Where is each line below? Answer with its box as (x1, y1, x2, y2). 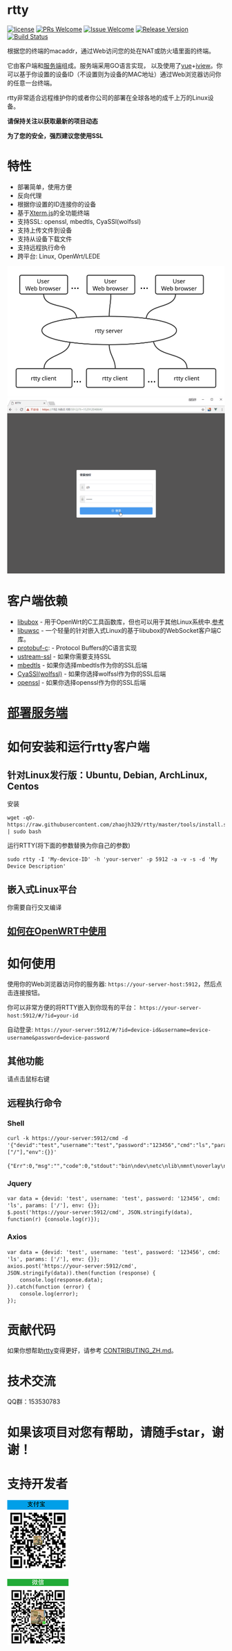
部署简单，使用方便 (17, 182, 72, 191)
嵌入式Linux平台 (7, 883, 77, 896)
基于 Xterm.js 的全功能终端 (17, 209, 90, 217)
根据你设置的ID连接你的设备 (17, 200, 97, 208)
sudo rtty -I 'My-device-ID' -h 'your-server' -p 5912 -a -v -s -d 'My (7, 856, 217, 863)
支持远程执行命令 (17, 243, 66, 252)
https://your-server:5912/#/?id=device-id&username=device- (34, 1027, 212, 1034)
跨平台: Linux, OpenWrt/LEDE (17, 252, 101, 260)
